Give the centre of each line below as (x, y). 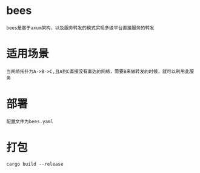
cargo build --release (35, 164)
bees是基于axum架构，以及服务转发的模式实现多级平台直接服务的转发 (80, 28)
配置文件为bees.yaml (30, 121)
